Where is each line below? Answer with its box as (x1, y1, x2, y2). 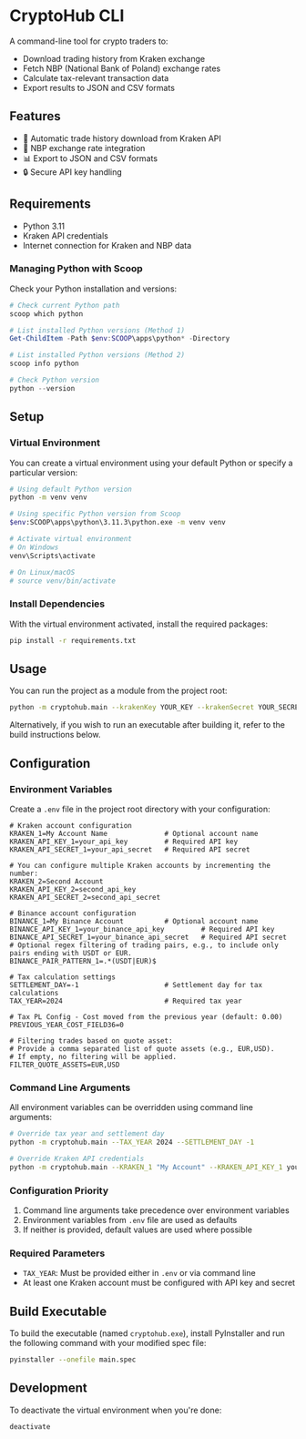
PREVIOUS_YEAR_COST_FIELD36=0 (9, 1020, 125, 1029)
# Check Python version (9, 375, 100, 385)
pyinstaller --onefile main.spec (9, 1355, 137, 1364)
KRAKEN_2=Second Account (9, 876, 104, 886)
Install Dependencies (9, 597, 106, 610)
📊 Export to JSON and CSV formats (22, 152, 158, 164)
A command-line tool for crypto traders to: (9, 36, 168, 46)
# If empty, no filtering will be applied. (9, 1052, 178, 1061)
